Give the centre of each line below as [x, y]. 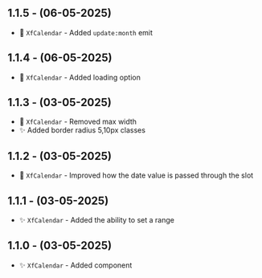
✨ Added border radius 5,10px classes [82, 130]
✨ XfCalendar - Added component [76, 265]
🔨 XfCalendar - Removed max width [78, 122]
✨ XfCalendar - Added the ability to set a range [96, 220]
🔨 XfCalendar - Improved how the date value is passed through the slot [136, 175]
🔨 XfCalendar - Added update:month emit [86, 32]
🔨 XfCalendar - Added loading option [80, 77]
